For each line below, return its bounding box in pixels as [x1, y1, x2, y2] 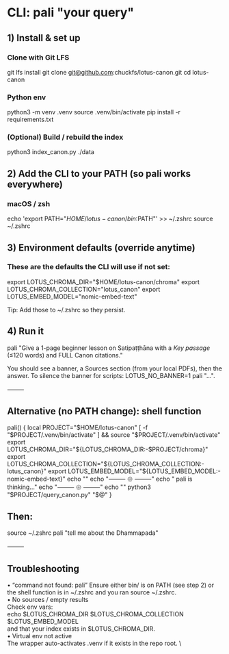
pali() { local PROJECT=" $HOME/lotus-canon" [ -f [7, 423, 148, 432]
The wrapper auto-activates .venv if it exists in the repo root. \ [7, 639, 182, 648]
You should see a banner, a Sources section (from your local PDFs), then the [7, 364, 223, 373]
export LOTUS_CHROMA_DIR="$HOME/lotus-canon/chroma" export [7, 277, 200, 286]
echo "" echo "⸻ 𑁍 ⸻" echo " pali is [67, 475, 193, 483]
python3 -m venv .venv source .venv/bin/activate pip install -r [7, 108, 181, 116]
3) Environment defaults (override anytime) [7, 242, 196, 253]
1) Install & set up [7, 32, 81, 44]
